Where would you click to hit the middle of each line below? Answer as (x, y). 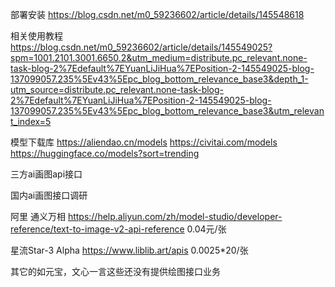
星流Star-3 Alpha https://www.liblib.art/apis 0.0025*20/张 (129, 250)
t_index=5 (31, 121)
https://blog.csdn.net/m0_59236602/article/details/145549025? (141, 47)
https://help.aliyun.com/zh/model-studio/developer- (175, 216)
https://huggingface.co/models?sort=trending (105, 153)
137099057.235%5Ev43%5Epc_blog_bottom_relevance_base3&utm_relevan (167, 111)
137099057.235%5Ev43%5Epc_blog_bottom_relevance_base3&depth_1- (159, 79)
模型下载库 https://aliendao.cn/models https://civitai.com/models (144, 142)
